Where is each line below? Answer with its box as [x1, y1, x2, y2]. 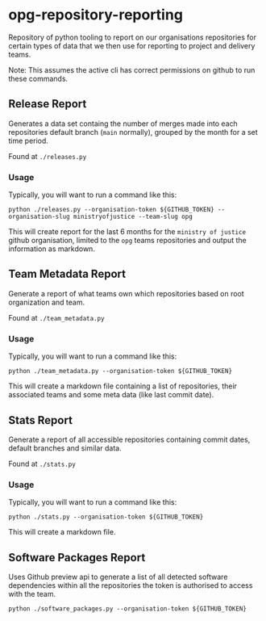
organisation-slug [8, 212, 70, 221]
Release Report [8, 97, 87, 111]
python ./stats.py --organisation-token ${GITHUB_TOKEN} [8, 513, 204, 522]
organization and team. [8, 297, 85, 307]
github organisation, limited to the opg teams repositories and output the [8, 236, 247, 245]
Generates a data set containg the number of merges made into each [8, 119, 238, 128]
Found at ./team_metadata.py [8, 313, 105, 322]
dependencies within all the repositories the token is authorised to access [8, 581, 253, 590]
